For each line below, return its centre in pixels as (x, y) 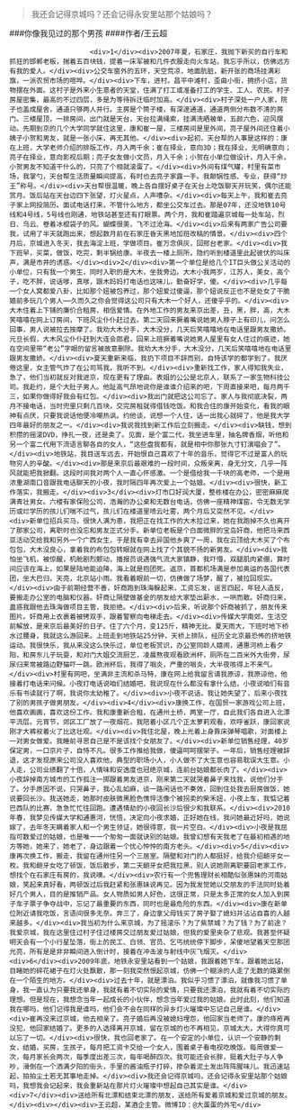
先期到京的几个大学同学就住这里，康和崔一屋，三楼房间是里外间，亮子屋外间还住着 (153, 129)
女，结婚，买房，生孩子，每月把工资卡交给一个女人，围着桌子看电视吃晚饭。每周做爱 (143, 1048)
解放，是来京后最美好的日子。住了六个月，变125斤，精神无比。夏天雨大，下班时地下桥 (152, 626)
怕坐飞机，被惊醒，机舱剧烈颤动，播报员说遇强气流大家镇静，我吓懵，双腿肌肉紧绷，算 (146, 559)
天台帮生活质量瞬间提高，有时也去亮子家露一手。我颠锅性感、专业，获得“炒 (168, 177)
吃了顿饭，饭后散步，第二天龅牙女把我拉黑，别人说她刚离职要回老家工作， (173, 866)
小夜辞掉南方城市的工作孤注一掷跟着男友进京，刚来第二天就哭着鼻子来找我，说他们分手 (146, 779)
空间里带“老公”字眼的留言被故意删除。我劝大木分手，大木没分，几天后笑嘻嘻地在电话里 (154, 349)
